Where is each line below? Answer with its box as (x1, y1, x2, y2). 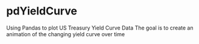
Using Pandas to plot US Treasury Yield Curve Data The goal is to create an (6, 24, 194, 31)
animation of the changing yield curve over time (6, 30, 125, 37)
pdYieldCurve (6, 4, 77, 18)
